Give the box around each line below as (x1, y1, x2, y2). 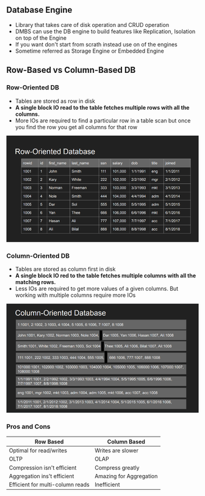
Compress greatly (94, 464, 140, 471)
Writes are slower (94, 447, 138, 454)
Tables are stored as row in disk (15, 97, 96, 105)
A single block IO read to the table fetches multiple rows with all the (15, 103, 190, 111)
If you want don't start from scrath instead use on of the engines (15, 40, 178, 48)
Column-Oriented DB (6, 251, 70, 260)
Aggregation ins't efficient (9, 472, 74, 479)
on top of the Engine (15, 34, 67, 42)
